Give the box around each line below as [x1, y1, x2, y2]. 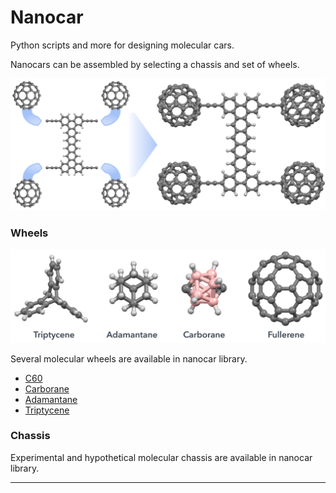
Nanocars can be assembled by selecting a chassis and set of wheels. [10, 58, 300, 70]
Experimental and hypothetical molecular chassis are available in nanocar [10, 451, 313, 463]
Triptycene [24, 404, 70, 416]
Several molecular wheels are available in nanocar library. [10, 352, 248, 365]
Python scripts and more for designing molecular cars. [10, 39, 235, 51]
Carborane [24, 382, 70, 395]
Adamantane [24, 393, 78, 405]
